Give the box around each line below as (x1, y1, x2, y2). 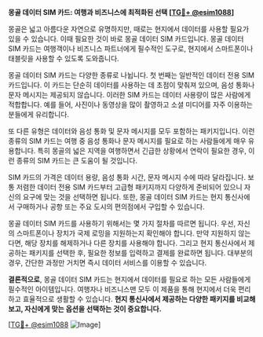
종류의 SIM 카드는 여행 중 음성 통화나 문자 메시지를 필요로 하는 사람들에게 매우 (8, 137, 247, 145)
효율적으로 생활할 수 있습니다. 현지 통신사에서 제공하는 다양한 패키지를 (22, 295, 236, 303)
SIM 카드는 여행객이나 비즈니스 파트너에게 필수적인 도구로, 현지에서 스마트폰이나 (8, 44, 254, 53)
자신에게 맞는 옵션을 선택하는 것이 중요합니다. (24, 304, 163, 313)
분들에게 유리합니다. (8, 110, 69, 119)
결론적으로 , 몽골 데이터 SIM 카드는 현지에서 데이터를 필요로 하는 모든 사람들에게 (8, 275, 251, 284)
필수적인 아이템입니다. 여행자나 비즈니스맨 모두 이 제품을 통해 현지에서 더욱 (8, 284, 237, 294)
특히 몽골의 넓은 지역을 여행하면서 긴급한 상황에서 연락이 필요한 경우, (37, 146, 247, 156)
